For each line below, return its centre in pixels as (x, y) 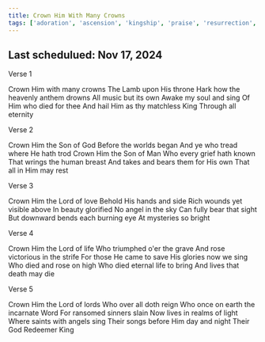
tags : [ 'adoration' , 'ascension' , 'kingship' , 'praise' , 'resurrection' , (132, 23)
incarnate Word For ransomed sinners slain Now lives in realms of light (123, 313)
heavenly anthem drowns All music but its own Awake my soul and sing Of (129, 98)
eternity (21, 115)
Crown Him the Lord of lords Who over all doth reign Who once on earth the (132, 305)
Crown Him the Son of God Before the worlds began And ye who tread (123, 145)
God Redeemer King (41, 330)
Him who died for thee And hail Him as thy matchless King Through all (122, 106)
